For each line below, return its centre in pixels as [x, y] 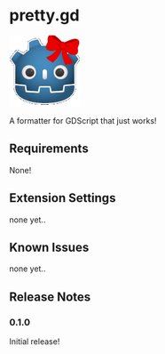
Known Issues [49, 247]
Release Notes [50, 297]
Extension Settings [63, 198]
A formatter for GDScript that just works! [83, 120]
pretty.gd [44, 16]
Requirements [49, 149]
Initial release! [35, 342]
